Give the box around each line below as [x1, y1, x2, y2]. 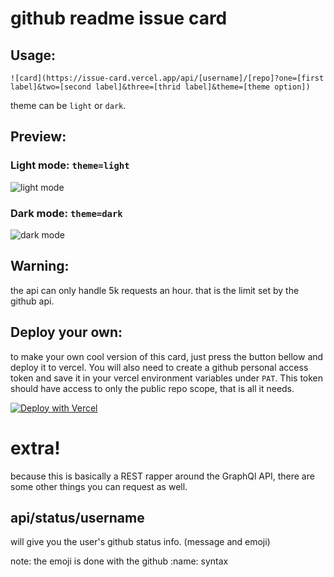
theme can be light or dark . [10, 100, 127, 111]
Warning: [10, 258, 70, 275]
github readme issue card [10, 7, 228, 30]
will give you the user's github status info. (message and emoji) [10, 536, 271, 548]
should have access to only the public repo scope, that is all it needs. [10, 382, 295, 394]
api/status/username [10, 509, 145, 526]
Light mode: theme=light [10, 158, 130, 172]
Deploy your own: [10, 324, 123, 341]
